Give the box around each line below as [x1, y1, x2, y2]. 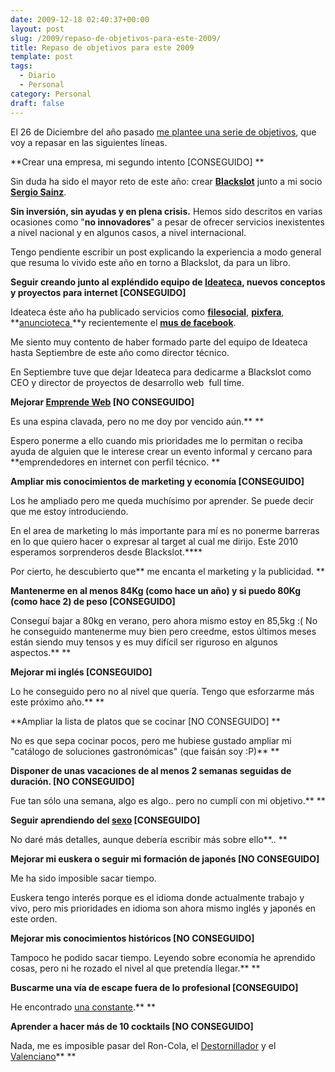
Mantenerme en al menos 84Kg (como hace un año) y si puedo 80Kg [10, 584, 302, 596]
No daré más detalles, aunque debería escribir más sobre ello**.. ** [10, 833, 288, 845]
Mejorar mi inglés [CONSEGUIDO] [10, 666, 153, 678]
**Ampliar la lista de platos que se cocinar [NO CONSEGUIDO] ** [10, 715, 281, 727]
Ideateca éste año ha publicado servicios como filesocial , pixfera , [10, 306, 285, 318]
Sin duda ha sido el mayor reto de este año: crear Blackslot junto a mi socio [10, 175, 323, 187]
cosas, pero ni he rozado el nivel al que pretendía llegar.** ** [10, 962, 261, 974]
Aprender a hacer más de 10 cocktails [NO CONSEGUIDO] [10, 1020, 254, 1032]
